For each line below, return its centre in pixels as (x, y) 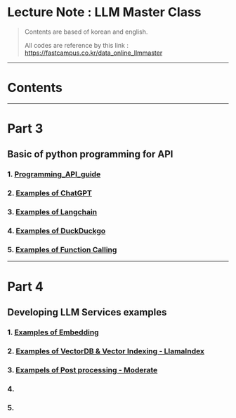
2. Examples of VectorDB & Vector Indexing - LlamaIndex (106, 351)
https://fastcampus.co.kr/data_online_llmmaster (93, 53)
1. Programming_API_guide (54, 174)
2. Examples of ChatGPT (50, 193)
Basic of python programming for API (90, 154)
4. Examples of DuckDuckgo (57, 231)
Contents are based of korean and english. (86, 32)
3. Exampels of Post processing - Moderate (83, 370)
